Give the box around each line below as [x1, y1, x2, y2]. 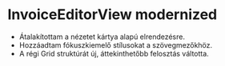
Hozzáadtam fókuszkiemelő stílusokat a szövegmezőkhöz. [18, 40, 213, 49]
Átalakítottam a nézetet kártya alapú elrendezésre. [18, 32, 186, 41]
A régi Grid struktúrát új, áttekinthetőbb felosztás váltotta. [18, 49, 209, 58]
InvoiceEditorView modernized [7, 6, 218, 24]
